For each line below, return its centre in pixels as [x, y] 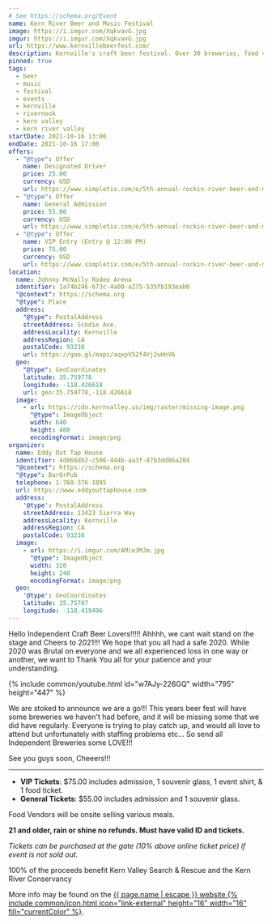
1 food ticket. [41, 790]
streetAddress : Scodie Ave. [70, 325]
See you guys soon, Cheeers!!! [59, 758]
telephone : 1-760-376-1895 [61, 483]
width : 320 [48, 565]
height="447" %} [37, 692]
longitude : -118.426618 [63, 385]
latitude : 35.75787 [56, 603]
